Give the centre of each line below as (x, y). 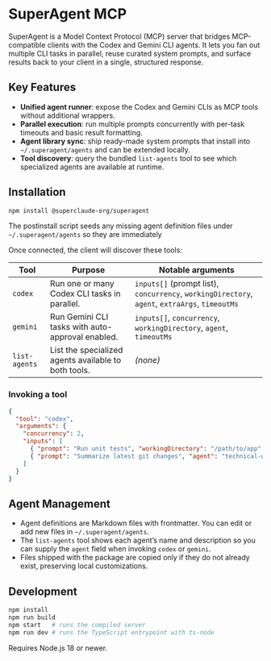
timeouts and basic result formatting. (81, 132)
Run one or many (82, 284)
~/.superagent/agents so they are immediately (85, 235)
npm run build (32, 617)
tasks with (69, 327)
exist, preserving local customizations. (84, 566)
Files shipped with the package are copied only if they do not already (135, 558)
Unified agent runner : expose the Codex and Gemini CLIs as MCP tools (139, 106)
